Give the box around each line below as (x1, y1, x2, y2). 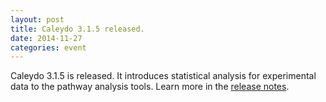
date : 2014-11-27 (10, 33, 83, 43)
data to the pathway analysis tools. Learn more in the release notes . (10, 81, 290, 93)
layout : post (10, 14, 65, 25)
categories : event (10, 42, 87, 53)
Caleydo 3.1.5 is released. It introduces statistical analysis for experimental (10, 70, 317, 82)
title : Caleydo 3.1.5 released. (10, 24, 145, 34)
